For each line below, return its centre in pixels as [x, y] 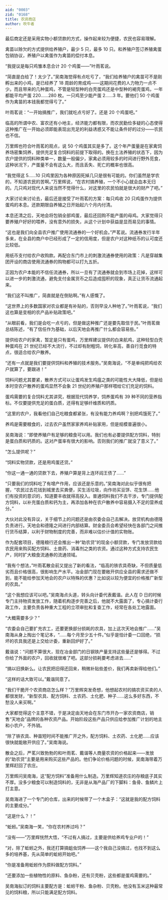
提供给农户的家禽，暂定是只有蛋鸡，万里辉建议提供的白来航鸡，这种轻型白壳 [84, 340]
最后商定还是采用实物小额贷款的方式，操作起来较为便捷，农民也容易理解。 [82, 38]
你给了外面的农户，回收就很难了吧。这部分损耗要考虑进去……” [69, 658]
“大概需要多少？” [22, 618]
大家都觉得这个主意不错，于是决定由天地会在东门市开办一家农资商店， [77, 713]
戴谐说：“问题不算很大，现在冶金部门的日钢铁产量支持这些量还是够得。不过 [83, 652]
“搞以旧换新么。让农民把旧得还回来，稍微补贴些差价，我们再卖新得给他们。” [83, 668]
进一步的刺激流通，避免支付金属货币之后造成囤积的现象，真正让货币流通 [84, 278]
